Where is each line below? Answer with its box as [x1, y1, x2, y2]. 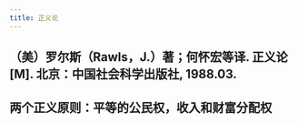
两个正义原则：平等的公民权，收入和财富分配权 [9, 100, 273, 116]
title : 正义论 [9, 13, 59, 23]
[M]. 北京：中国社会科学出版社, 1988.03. [9, 67, 238, 82]
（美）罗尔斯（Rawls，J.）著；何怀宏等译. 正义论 [9, 49, 289, 65]
